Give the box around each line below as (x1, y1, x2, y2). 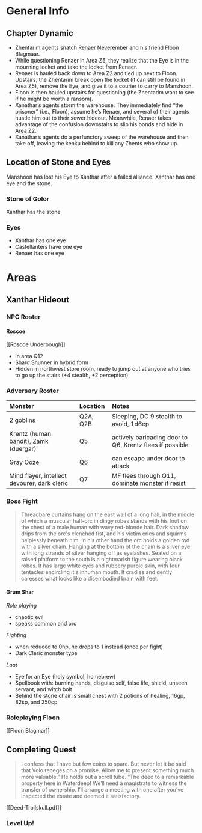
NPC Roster (6, 313, 41, 321)
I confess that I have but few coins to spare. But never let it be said (20, 760, 186, 767)
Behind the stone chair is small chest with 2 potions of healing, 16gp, (14, 692, 185, 699)
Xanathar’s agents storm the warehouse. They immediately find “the (14, 102, 183, 109)
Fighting (6, 631, 27, 638)
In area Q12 (14, 353, 43, 360)
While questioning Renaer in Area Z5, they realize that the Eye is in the (14, 57, 189, 64)
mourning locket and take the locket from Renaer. (14, 63, 138, 70)
